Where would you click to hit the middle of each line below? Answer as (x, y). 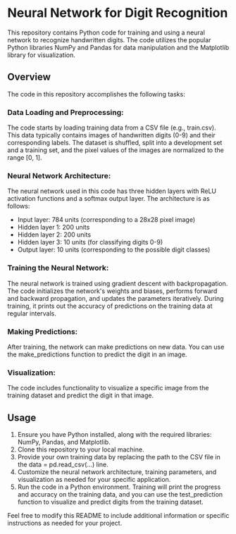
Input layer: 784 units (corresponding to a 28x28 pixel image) (106, 220)
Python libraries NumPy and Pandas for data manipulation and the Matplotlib (118, 47)
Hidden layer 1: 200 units (54, 228)
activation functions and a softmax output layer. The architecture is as (108, 199)
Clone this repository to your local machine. (81, 449)
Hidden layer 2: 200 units (54, 235)
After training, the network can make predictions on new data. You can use (116, 347)
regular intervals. (32, 313)
